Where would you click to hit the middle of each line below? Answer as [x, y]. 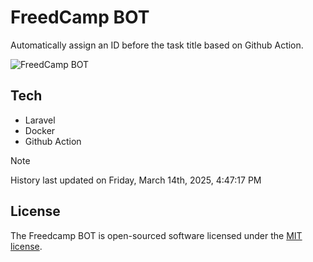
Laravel [40, 120]
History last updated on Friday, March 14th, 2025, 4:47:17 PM [136, 180]
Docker [40, 130]
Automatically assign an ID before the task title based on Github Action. [157, 45]
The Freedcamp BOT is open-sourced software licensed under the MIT [156, 235]
